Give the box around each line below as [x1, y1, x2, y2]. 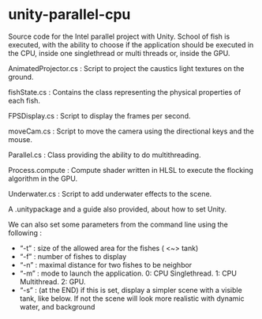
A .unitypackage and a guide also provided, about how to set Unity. [8, 204, 227, 214]
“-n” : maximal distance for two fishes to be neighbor [19, 260, 193, 269]
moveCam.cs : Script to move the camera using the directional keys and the [8, 126, 254, 136]
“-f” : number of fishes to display [19, 251, 127, 261]
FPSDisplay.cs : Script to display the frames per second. [8, 111, 191, 120]
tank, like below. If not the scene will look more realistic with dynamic [19, 294, 245, 303]
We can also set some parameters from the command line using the [8, 220, 229, 229]
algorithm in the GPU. [8, 174, 78, 183]
